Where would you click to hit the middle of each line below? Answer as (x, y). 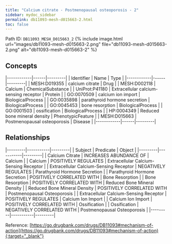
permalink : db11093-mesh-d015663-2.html (49, 19)
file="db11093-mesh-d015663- (135, 45)
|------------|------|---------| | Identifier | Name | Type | (65, 78)
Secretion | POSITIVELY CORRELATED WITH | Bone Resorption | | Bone (81, 177)
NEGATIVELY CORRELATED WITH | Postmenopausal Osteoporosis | (77, 210)
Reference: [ (18, 225)
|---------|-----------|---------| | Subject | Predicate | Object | (71, 150)
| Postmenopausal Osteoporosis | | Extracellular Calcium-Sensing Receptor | (86, 193)
